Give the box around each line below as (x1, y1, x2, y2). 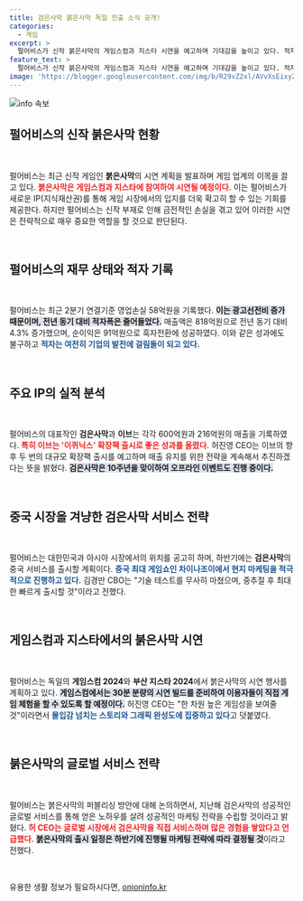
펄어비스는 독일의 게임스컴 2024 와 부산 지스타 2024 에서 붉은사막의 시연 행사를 (9, 675, 288, 687)
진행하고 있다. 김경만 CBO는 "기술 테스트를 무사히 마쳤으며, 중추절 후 (32, 575, 275, 586)
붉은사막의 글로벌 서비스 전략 (9, 756, 161, 772)
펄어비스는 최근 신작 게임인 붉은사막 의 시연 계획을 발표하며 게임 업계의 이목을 (9, 170, 280, 181)
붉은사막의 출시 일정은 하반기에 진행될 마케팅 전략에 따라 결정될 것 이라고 (35, 833, 286, 844)
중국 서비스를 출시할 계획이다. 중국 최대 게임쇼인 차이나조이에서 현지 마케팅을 (9, 564, 278, 574)
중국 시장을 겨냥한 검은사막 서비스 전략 (9, 509, 209, 524)
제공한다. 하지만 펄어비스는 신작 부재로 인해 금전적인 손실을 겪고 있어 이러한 (9, 204, 274, 215)
